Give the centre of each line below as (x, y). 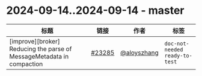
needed (174, 49)
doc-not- (177, 43)
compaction (26, 64)
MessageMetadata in (39, 56)
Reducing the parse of (41, 49)
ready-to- (178, 55)
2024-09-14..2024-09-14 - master (95, 11)
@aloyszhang (139, 52)
